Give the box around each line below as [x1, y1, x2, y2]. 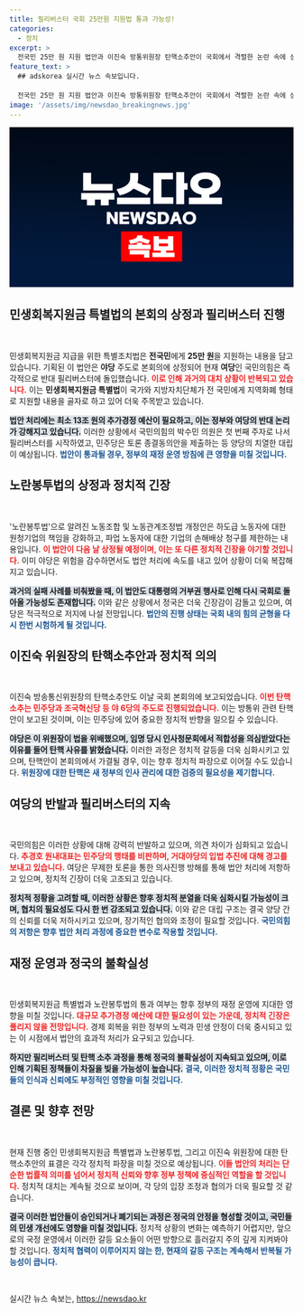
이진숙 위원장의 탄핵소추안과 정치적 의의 [9, 648, 217, 664]
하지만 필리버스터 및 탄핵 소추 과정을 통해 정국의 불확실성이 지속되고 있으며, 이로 [9, 1052, 287, 1063]
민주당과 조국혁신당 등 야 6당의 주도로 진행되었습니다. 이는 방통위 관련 [32, 703, 277, 713]
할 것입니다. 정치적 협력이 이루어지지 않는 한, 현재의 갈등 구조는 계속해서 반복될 [9, 1244, 282, 1256]
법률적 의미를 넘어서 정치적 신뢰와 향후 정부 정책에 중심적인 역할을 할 [25, 1169, 263, 1180]
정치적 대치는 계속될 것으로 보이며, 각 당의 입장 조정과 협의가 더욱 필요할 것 [21, 1180, 283, 1191]
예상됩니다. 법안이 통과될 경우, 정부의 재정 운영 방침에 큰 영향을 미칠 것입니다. [18, 449, 287, 459]
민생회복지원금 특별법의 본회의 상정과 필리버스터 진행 [9, 307, 286, 323]
